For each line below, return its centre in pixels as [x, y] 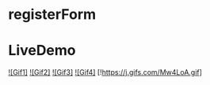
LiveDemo [42, 51]
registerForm [52, 15]
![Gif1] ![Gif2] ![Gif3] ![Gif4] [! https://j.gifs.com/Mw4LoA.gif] [105, 72]
